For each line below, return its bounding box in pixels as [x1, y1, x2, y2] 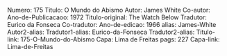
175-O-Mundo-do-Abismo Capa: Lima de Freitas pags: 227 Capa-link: [20, 35, 220, 44]
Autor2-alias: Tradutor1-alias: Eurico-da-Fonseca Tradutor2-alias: [7, 28, 195, 36]
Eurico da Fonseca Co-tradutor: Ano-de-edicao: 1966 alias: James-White [7, 21, 217, 28]
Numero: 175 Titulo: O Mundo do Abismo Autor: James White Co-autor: [7, 6, 210, 14]
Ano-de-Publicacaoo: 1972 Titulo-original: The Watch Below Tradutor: [7, 13, 207, 21]
